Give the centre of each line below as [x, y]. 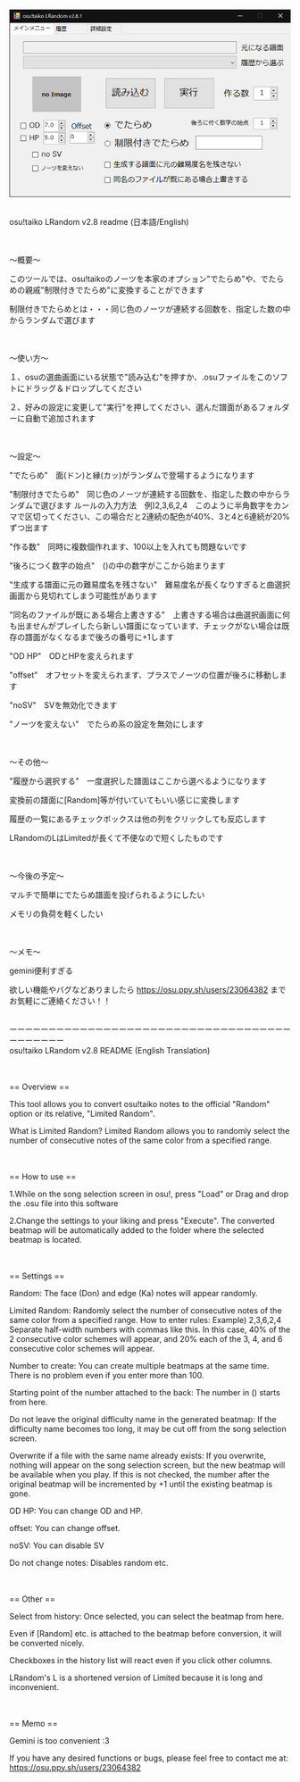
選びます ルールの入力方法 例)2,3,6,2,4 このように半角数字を [157, 505]
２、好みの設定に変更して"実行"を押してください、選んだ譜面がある [134, 407]
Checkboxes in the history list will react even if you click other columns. [141, 1660]
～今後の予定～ [37, 876]
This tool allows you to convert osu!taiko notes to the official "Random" [140, 1103]
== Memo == [33, 1723]
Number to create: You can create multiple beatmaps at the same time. [139, 1365]
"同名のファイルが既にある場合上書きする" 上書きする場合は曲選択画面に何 [150, 614]
